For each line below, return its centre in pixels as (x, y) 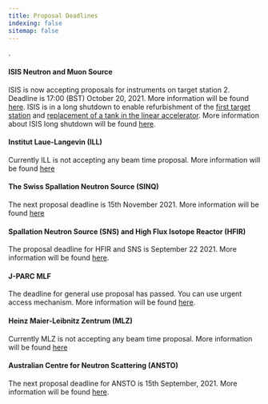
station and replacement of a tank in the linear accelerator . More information (134, 115)
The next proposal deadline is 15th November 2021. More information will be (134, 204)
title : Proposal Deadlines (53, 16)
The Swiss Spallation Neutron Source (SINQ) (84, 187)
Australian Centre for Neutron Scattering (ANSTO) (93, 366)
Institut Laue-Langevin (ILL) (55, 142)
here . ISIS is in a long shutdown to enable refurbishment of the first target (129, 107)
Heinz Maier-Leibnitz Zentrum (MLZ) (71, 321)
